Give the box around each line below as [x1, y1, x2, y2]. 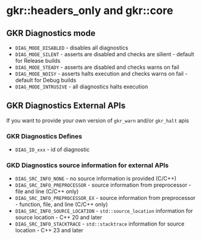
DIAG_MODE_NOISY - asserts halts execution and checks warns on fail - [15, 70, 188, 77]
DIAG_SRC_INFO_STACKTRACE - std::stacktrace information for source [15, 220, 184, 227]
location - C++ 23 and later [15, 227, 84, 234]
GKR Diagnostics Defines [6, 132, 82, 140]
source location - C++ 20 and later [15, 214, 102, 221]
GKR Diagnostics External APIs [6, 101, 126, 111]
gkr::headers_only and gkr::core [6, 4, 173, 18]
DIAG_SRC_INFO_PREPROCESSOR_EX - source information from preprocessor [15, 194, 196, 202]
